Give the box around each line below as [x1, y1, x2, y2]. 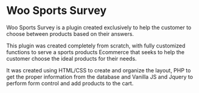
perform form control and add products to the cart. [6, 80, 134, 87]
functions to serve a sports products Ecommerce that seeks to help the [6, 48, 184, 55]
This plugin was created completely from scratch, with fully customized [6, 42, 186, 49]
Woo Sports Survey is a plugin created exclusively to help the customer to [6, 24, 192, 31]
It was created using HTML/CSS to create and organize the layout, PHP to [6, 66, 191, 74]
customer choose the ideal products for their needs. [6, 55, 137, 62]
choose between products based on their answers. [6, 30, 134, 37]
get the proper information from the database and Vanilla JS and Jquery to [6, 73, 194, 80]
